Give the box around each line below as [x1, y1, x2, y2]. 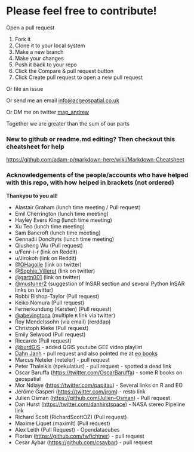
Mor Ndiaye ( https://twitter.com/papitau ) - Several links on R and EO [14, 381, 183, 389]
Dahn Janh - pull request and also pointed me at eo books [14, 350, 158, 357]
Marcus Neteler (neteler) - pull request [14, 356, 110, 363]
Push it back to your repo [14, 61, 78, 68]
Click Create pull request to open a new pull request [14, 74, 143, 81]
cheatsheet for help [6, 142, 64, 151]
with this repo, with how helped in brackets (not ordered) [6, 178, 174, 187]
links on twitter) [14, 286, 54, 294]
